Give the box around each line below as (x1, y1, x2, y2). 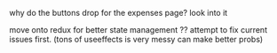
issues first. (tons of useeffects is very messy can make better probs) (9, 34, 264, 44)
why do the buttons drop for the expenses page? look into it (9, 8, 228, 18)
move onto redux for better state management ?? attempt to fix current (9, 25, 268, 34)
